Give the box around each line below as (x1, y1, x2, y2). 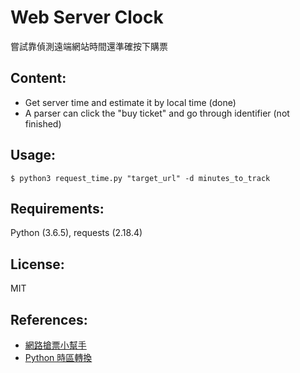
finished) (24, 117, 62, 130)
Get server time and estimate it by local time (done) (24, 96, 237, 108)
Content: (10, 70, 67, 87)
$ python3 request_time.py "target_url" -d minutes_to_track (10, 173, 271, 183)
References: (10, 311, 88, 328)
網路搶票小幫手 (24, 339, 87, 351)
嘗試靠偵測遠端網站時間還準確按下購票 (10, 40, 168, 52)
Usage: (10, 147, 57, 164)
